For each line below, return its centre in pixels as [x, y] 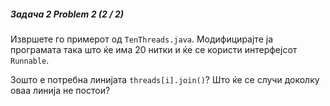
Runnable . [30, 60]
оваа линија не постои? [60, 90]
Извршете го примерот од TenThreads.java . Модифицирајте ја [141, 39]
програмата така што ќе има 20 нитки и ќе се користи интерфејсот [154, 49]
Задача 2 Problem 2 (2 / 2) [67, 14]
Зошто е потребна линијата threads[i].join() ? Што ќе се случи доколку [165, 79]
